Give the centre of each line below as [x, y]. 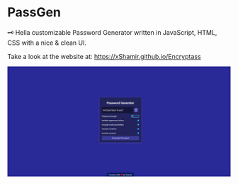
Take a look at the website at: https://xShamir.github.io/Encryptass [104, 56]
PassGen [34, 12]
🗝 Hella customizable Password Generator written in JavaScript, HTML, [112, 32]
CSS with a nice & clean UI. [47, 43]
